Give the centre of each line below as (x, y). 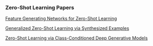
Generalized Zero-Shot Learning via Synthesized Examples (67, 28)
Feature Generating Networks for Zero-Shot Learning (61, 19)
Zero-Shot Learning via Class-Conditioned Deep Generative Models (76, 38)
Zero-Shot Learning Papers (40, 8)
